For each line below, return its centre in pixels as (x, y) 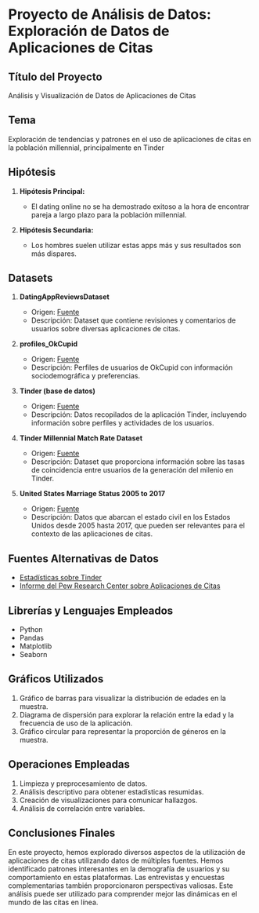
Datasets (31, 278)
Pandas (32, 638)
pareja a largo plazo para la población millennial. (109, 214)
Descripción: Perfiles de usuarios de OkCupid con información (132, 367)
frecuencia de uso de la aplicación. (76, 723)
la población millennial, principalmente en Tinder (86, 148)
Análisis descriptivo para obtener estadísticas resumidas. (112, 791)
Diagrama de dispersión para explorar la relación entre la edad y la (127, 714)
